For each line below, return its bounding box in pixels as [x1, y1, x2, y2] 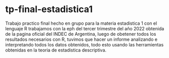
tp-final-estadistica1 [5, 4, 93, 15]
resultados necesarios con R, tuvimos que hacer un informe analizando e [5, 36, 158, 42]
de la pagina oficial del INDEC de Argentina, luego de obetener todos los [5, 31, 156, 37]
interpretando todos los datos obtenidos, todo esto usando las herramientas [5, 41, 164, 47]
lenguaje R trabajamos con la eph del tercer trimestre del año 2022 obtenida [5, 25, 164, 31]
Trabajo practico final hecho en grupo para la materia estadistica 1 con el [5, 20, 157, 26]
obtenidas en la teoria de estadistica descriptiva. [5, 47, 107, 53]
